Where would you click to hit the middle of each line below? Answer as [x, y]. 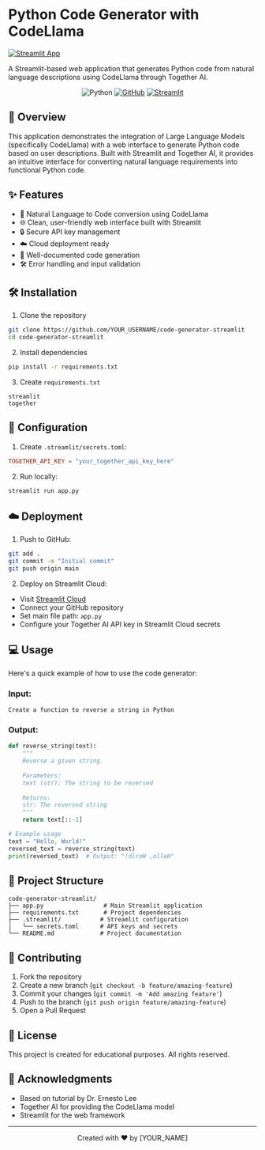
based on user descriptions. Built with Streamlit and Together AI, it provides [131, 153]
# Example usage [35, 834]
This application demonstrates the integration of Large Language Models [127, 136]
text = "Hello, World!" [47, 841]
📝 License [33, 1035]
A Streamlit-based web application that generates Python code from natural [131, 68]
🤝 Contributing [45, 957]
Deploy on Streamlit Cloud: [63, 584]
